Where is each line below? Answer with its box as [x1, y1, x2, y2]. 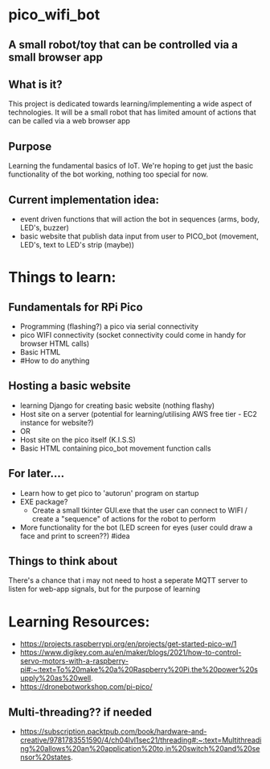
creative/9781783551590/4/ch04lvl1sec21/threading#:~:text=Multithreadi [19, 735, 262, 745]
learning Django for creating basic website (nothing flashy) [19, 401, 215, 410]
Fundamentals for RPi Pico [8, 300, 143, 314]
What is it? [8, 77, 63, 91]
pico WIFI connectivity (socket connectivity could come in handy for [19, 330, 247, 340]
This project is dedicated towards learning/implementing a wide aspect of [8, 99, 252, 109]
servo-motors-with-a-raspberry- [19, 656, 129, 666]
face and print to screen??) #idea [19, 530, 130, 541]
